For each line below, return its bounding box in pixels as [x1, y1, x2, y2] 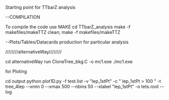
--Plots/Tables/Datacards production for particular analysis [5, 39, 129, 45]
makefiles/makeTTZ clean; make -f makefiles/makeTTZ [5, 29, 121, 35]
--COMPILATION [5, 14, 41, 20]
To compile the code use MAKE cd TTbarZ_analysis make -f [5, 24, 131, 30]
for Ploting [5, 68, 27, 74]
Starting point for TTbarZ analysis [5, 5, 76, 10]
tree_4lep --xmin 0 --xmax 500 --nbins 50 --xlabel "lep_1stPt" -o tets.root [5, 83, 159, 89]
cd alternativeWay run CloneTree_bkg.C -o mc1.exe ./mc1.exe [5, 59, 133, 65]
